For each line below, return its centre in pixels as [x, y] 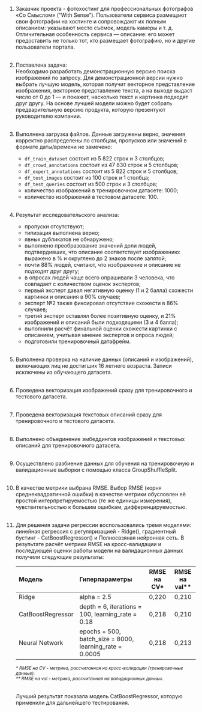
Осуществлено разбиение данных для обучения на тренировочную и [105, 463]
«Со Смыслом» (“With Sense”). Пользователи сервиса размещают [101, 15]
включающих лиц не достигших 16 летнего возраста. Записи [94, 366]
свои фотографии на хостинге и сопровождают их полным [91, 21]
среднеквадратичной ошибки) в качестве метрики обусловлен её [101, 494]
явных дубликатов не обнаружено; [69, 239]
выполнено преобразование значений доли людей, [91, 245]
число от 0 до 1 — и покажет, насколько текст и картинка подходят [102, 97]
